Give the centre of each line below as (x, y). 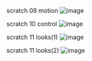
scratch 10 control (32, 24)
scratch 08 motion (32, 11)
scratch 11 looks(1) (32, 37)
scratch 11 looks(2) (33, 50)
